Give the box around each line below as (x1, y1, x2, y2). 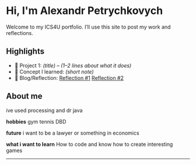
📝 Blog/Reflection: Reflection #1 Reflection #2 (14, 74, 124, 81)
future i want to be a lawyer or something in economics (6, 129, 139, 136)
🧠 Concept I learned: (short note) (14, 68, 94, 75)
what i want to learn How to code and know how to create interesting (6, 141, 173, 148)
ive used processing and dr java (6, 107, 83, 114)
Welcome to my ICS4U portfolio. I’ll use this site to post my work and (6, 23, 171, 30)
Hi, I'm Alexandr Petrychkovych (6, 4, 163, 17)
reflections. (6, 29, 33, 36)
